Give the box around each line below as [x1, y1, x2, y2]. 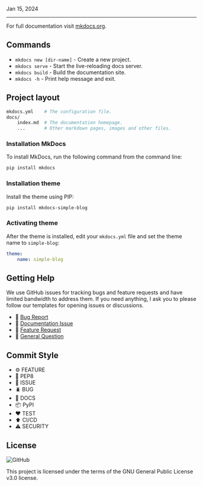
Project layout [6, 93, 60, 103]
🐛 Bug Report [14, 314, 48, 321]
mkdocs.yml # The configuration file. [6, 109, 112, 115]
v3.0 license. [6, 474, 38, 481]
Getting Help [6, 273, 55, 283]
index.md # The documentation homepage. [17, 120, 123, 126]
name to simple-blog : [6, 239, 60, 246]
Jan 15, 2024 [6, 5, 39, 12]
